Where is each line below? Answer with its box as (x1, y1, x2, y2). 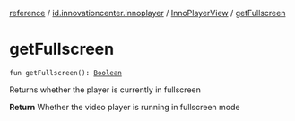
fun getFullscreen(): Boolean (9, 68, 123, 77)
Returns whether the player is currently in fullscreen (9, 84, 202, 95)
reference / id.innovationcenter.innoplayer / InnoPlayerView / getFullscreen (9, 8, 286, 18)
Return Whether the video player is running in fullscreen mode (9, 101, 240, 112)
